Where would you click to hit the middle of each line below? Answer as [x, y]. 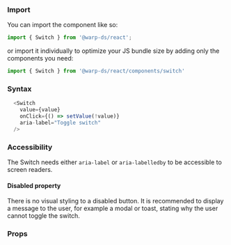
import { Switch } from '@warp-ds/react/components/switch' [96, 71]
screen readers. [30, 170]
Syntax [19, 88]
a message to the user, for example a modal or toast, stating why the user [113, 208]
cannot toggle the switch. [43, 216]
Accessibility [30, 147]
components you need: [40, 58]
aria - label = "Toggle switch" [60, 122]
